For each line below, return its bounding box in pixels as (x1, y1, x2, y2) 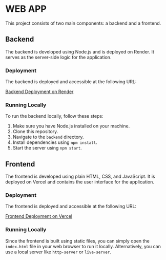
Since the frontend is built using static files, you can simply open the (5, 237, 150, 244)
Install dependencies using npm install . (12, 139, 97, 145)
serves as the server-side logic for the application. (5, 54, 112, 60)
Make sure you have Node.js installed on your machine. (12, 123, 130, 129)
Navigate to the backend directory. (12, 134, 84, 140)
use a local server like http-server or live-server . (5, 249, 112, 255)
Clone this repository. (12, 128, 58, 135)
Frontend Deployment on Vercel (5, 213, 73, 219)
